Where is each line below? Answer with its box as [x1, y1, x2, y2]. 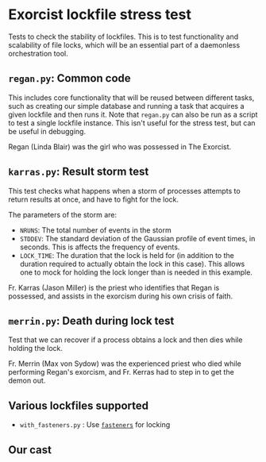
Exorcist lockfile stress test [8, 6, 192, 24]
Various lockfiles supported [8, 398, 149, 412]
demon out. [8, 375, 46, 386]
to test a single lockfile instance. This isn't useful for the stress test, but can [8, 117, 256, 128]
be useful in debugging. [8, 126, 86, 136]
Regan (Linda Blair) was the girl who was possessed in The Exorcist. [8, 141, 232, 152]
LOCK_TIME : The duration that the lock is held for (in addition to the [19, 250, 234, 260]
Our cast [8, 443, 52, 456]
